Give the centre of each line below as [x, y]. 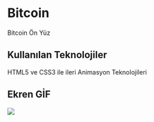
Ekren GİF [29, 95]
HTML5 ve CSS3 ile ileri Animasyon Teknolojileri [77, 72]
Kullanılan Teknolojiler [57, 55]
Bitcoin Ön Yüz [29, 33]
